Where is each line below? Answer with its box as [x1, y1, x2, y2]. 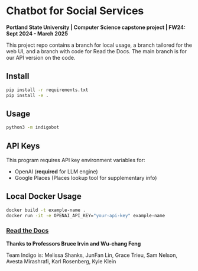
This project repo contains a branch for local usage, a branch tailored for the [6, 41, 192, 49]
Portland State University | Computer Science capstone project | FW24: [6, 24, 186, 31]
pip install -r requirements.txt [6, 87, 89, 93]
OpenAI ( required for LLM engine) [14, 168, 99, 175]
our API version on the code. [6, 54, 76, 61]
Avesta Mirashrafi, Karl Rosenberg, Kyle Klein [6, 257, 116, 264]
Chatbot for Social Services [6, 4, 144, 18]
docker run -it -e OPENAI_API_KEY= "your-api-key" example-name [6, 212, 165, 218]
